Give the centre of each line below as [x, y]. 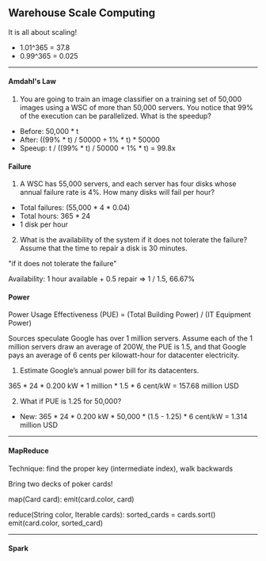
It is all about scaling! [43, 32]
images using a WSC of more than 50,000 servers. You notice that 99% [136, 108]
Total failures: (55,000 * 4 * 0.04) [75, 208]
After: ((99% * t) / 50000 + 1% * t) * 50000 [90, 140]
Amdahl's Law [32, 82]
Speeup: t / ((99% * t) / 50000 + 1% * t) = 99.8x [97, 148]
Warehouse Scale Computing [82, 13]
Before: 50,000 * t [49, 132]
